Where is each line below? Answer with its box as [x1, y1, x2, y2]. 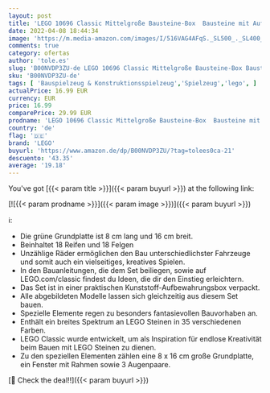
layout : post [8, 11, 52, 20]
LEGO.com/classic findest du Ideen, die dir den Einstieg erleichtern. [19, 275, 244, 284]
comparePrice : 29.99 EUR [8, 110, 92, 118]
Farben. [19, 325, 47, 335]
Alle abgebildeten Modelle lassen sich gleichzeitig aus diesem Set [19, 292, 239, 301]
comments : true [8, 42, 59, 50]
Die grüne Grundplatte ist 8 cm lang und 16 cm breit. [19, 231, 194, 242]
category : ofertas [8, 49, 70, 57]
